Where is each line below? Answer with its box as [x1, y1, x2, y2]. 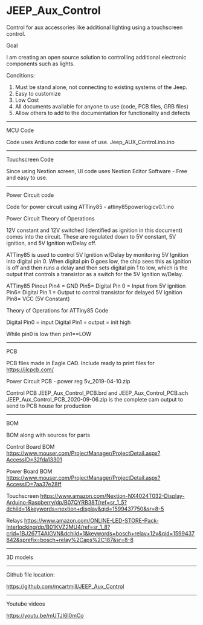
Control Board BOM [6, 443, 55, 450]
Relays [6, 517, 23, 524]
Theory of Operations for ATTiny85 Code [6, 306, 109, 314]
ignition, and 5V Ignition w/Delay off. [6, 239, 97, 246]
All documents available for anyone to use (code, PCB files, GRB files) [14, 102, 189, 110]
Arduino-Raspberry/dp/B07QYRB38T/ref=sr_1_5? [6, 498, 127, 506]
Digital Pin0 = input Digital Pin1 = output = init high [6, 319, 131, 326]
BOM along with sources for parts [6, 431, 91, 438]
